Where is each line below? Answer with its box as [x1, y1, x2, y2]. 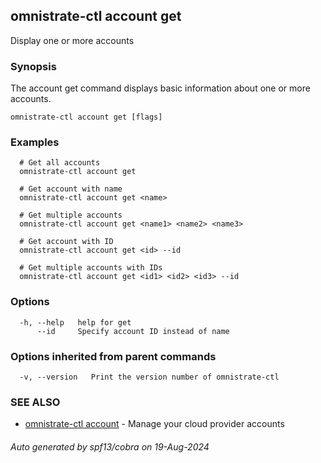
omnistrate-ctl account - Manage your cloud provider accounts [24, 418, 285, 430]
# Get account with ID [19, 237, 114, 247]
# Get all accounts [19, 158, 101, 168]
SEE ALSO [10, 395, 61, 409]
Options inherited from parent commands [10, 349, 217, 363]
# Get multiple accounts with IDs [19, 263, 163, 273]
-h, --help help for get [19, 317, 132, 328]
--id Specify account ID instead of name [36, 326, 230, 336]
